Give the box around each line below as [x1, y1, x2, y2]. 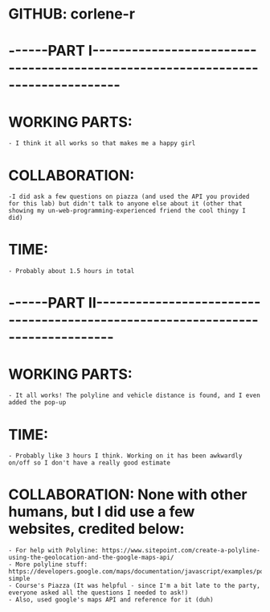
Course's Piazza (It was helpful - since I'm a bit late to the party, [15, 581, 261, 590]
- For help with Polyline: [8, 547, 99, 555]
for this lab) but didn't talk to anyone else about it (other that [8, 200, 243, 208]
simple [8, 575, 31, 583]
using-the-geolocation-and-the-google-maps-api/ [8, 553, 174, 562]
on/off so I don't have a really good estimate [8, 459, 171, 467]
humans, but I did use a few [8, 502, 195, 521]
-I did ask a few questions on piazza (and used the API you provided [8, 192, 250, 201]
